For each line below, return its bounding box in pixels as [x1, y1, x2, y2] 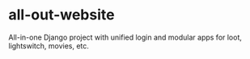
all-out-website [8, 6, 115, 24]
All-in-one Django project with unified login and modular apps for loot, [8, 32, 243, 42]
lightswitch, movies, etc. [8, 40, 89, 50]
